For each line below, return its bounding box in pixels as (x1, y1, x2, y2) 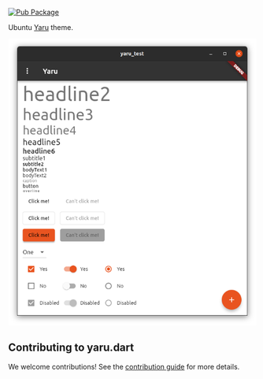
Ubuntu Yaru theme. (8, 23, 73, 32)
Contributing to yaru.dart (8, 341, 135, 355)
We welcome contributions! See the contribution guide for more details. (8, 362, 240, 371)
